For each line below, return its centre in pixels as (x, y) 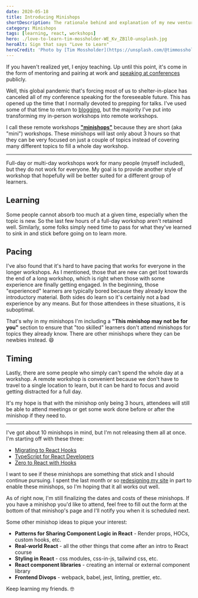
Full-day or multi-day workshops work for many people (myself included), (96, 163)
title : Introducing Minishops (43, 17)
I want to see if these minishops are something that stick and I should (90, 474)
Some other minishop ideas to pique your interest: (67, 522)
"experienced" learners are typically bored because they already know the (97, 291)
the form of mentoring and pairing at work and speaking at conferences (93, 73)
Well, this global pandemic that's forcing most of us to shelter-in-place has (97, 91)
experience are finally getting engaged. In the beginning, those (82, 285)
